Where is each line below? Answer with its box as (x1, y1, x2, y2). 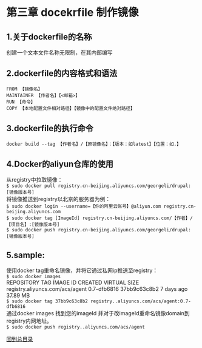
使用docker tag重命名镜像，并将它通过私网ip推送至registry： (6, 267, 158, 274)
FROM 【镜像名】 (6, 86, 43, 92)
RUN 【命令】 (6, 98, 36, 105)
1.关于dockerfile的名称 (6, 32, 92, 42)
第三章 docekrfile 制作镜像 (6, 5, 139, 19)
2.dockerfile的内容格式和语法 (6, 68, 118, 79)
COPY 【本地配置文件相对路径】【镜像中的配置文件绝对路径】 (6, 105, 135, 111)
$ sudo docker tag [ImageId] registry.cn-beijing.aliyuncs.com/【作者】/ (6, 215, 193, 222)
